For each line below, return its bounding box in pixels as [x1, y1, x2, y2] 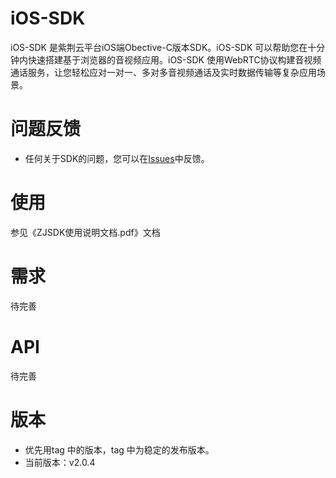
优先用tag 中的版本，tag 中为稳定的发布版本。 [24, 443, 215, 456]
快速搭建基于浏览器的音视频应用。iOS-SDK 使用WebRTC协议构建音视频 [27, 53, 322, 66]
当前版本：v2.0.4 [24, 456, 96, 468]
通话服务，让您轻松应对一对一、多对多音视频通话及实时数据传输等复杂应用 [10, 66, 317, 78]
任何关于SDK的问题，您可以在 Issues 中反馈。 [24, 152, 210, 164]
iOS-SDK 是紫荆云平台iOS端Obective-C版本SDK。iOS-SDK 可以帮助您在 [10, 41, 308, 53]
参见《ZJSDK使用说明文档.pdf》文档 [10, 226, 161, 238]
